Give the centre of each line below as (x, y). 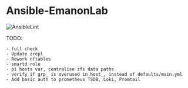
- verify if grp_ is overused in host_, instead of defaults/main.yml (94, 74)
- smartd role (23, 64)
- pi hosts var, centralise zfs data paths (60, 69)
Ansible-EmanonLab (57, 11)
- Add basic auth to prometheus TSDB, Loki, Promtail (73, 79)
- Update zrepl (25, 54)
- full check (22, 49)
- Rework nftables (28, 59)
